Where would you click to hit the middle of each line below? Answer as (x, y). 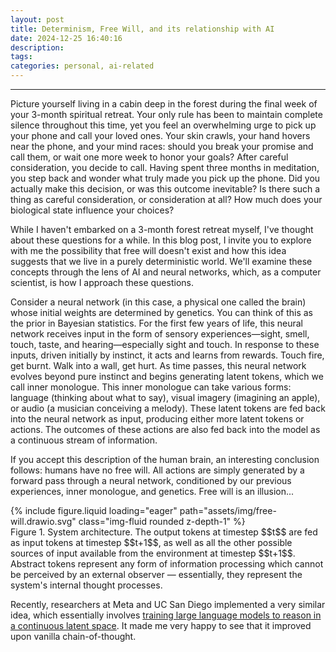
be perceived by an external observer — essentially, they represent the (156, 574)
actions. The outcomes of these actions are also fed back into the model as (165, 429)
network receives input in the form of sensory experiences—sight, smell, (160, 334)
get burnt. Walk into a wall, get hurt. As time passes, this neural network (158, 365)
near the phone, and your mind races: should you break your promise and (162, 146)
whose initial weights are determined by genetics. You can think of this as (161, 312)
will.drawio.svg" (43, 521)
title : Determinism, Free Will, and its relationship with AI (142, 29)
